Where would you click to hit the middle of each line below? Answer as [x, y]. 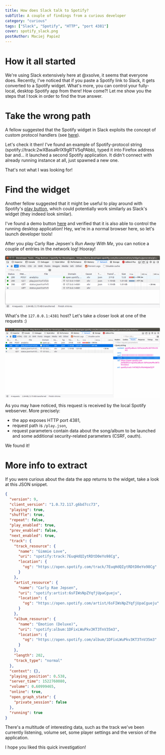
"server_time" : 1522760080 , [38, 681]
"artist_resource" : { [36, 582]
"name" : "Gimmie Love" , [42, 551]
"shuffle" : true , [27, 515]
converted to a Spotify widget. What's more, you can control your [71, 85]
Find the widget [38, 190]
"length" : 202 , [29, 656]
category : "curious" [26, 21]
